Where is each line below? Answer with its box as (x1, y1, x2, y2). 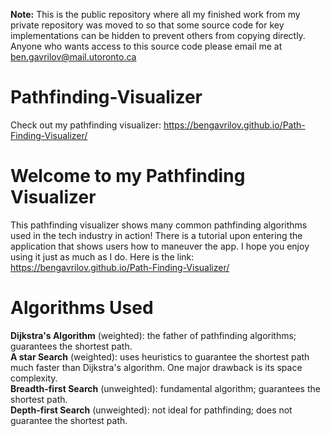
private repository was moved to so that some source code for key (10, 19, 285, 31)
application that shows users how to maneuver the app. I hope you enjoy (10, 240, 310, 252)
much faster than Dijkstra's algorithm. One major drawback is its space (10, 361, 303, 373)
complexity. (10, 372, 58, 384)
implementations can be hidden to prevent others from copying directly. (10, 30, 306, 41)
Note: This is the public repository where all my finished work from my (10, 9, 301, 20)
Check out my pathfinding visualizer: (10, 119, 162, 131)
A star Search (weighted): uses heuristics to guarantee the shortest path (10, 350, 310, 363)
